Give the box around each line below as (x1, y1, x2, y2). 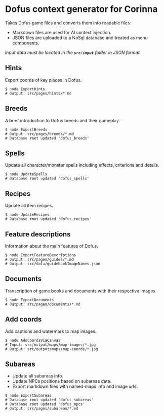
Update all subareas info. (12, 373, 63, 379)
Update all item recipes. (5, 203, 53, 209)
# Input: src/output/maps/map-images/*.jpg (5, 342, 96, 347)
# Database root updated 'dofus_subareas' (5, 397, 94, 403)
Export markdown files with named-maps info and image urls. (12, 383, 138, 389)
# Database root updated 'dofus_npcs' (5, 402, 85, 407)
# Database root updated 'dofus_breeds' (5, 136, 90, 140)
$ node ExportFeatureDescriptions (5, 253, 77, 258)
